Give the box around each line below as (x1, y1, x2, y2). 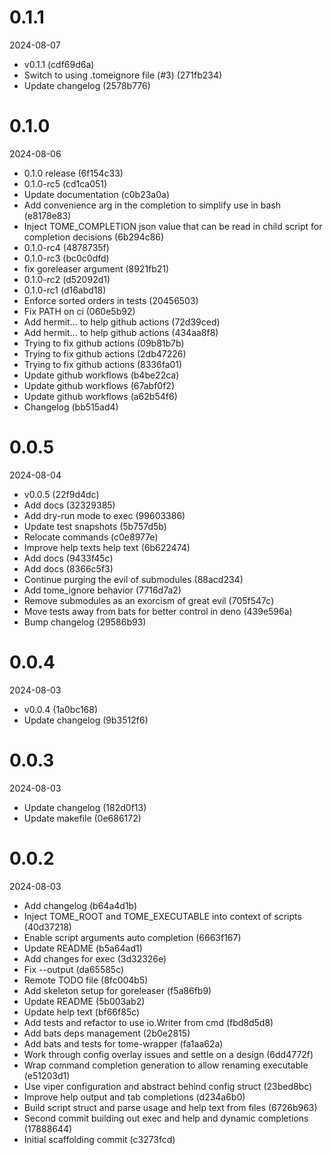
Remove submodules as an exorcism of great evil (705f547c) (23, 594, 275, 606)
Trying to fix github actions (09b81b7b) (23, 337, 185, 349)
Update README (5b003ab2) (23, 995, 146, 1007)
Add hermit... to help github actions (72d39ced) (23, 316, 221, 328)
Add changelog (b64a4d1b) (23, 899, 138, 911)
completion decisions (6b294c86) (23, 231, 165, 243)
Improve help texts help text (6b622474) (23, 541, 191, 553)
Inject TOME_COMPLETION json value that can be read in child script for (23, 220, 323, 232)
